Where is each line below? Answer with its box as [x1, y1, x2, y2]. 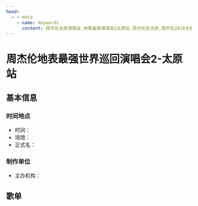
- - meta [11, 14, 33, 20]
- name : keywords [16, 20, 60, 25]
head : [6, 8, 19, 15]
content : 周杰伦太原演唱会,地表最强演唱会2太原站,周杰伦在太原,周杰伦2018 [21, 25, 186, 31]
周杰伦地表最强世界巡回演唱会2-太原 [6, 53, 183, 66]
